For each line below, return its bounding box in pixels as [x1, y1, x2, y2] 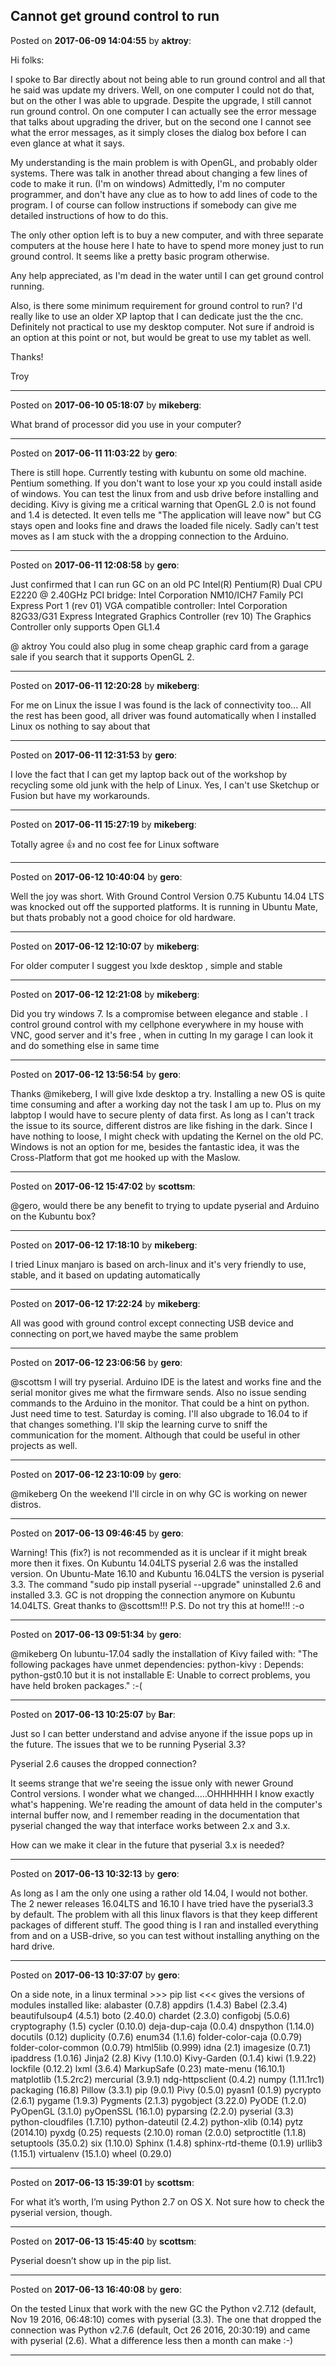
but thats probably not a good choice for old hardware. [10, 911, 237, 923]
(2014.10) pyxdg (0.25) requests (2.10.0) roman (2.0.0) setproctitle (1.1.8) [10, 2126, 307, 2138]
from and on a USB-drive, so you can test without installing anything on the [10, 1929, 320, 1941]
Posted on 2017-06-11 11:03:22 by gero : [10, 447, 178, 459]
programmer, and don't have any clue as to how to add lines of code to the [10, 188, 318, 200]
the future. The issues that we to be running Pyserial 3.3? [10, 1738, 247, 1750]
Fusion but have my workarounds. [10, 789, 150, 801]
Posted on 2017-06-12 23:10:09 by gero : [10, 1468, 182, 1480]
